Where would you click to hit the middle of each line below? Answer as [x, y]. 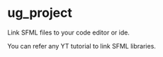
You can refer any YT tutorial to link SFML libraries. [81, 46]
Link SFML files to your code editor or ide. [68, 32]
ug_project [40, 13]
